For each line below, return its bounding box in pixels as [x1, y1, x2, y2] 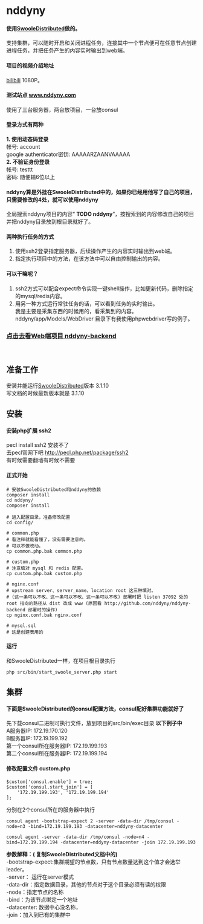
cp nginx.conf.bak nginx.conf [6, 612, 83, 618]
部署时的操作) [28, 607, 58, 613]
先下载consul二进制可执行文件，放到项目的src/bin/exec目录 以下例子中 [6, 720, 182, 727]
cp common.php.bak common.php [6, 548, 83, 554]
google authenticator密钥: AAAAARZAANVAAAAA [6, 151, 130, 158]
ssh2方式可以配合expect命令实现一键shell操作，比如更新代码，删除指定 [14, 285, 193, 292]
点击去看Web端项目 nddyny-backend [6, 331, 117, 340]
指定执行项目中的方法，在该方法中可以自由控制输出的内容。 [14, 255, 164, 262]
